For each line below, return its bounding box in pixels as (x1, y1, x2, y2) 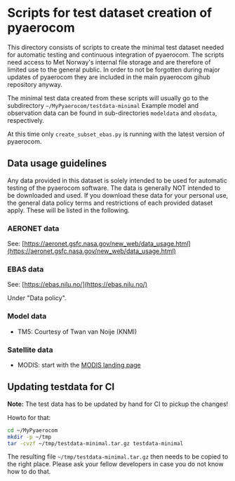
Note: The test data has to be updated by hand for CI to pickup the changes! (7, 400, 229, 408)
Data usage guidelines (7, 158, 107, 170)
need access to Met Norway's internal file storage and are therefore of (7, 57, 211, 66)
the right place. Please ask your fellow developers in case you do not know (7, 460, 224, 468)
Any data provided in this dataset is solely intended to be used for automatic (7, 176, 228, 184)
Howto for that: (7, 413, 51, 421)
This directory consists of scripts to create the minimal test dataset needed (7, 43, 224, 51)
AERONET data (7, 223, 60, 233)
